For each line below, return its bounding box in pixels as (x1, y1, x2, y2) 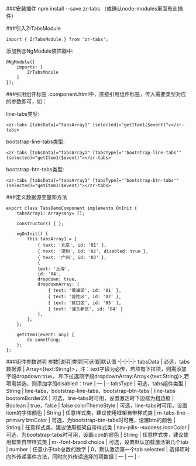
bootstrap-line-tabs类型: (6, 138, 66, 145)
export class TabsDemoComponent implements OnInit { (6, 205, 137, 211)
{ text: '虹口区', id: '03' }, (47, 300, 122, 306)
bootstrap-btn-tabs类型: (6, 166, 64, 172)
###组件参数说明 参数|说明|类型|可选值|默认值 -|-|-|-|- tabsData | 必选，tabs (6, 358, 190, 365)
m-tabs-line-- (157, 409, 190, 416)
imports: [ (16, 64, 43, 70)
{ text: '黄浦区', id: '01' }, (47, 288, 122, 294)
